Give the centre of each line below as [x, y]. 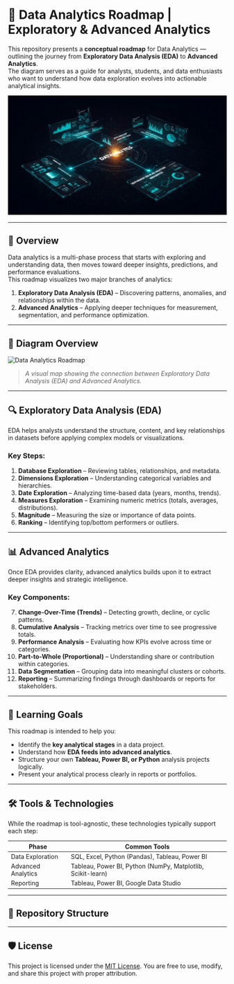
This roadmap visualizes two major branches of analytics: [90, 280]
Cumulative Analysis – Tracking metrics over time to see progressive [117, 627]
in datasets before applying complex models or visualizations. [96, 438]
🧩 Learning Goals [45, 714]
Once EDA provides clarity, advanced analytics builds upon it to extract [109, 572]
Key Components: [39, 597]
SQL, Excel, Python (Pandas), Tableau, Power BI [139, 856]
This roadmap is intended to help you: [62, 731]
